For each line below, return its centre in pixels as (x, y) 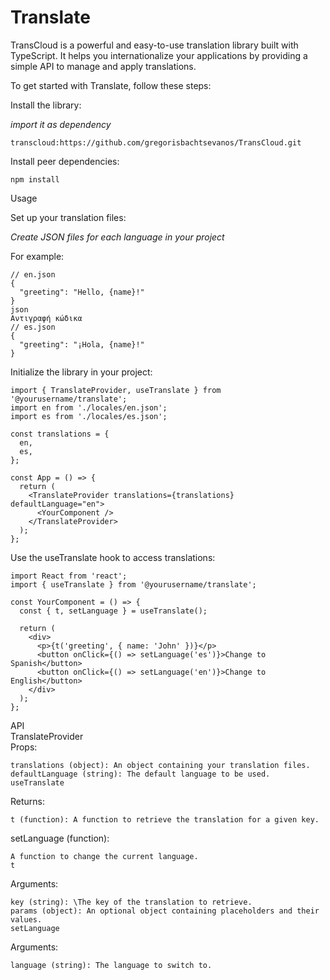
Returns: (28, 801)
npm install (35, 179)
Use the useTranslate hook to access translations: (113, 557)
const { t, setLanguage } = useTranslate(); (113, 611)
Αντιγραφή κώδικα (46, 318)
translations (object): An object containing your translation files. (160, 765)
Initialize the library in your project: (81, 372)
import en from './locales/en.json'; (89, 407)
